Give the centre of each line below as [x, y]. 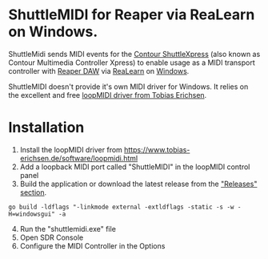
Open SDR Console [52, 237]
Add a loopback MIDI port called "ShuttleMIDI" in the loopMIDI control [135, 167]
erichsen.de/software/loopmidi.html [79, 158]
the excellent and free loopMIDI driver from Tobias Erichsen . [108, 95]
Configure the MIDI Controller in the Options [92, 245]
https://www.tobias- [157, 149]
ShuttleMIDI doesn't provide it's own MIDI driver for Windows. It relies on [128, 87]
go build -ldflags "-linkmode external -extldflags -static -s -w [121, 207]
